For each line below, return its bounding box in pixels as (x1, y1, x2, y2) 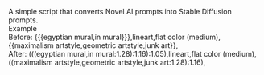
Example (8, 24, 38, 33)
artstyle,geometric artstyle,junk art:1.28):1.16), (54, 57, 206, 67)
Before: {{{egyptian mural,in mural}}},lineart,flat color (8, 32, 185, 41)
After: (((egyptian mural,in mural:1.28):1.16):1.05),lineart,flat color (8, 49, 221, 58)
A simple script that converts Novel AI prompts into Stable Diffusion (8, 7, 232, 16)
